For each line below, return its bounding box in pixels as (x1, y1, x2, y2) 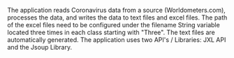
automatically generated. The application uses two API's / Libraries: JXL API (7, 36, 226, 44)
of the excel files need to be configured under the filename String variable (7, 21, 220, 29)
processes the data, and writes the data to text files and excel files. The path (7, 13, 228, 22)
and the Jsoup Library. (7, 43, 72, 51)
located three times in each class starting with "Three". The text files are (7, 28, 215, 36)
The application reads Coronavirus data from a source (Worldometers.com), (7, 6, 226, 14)
